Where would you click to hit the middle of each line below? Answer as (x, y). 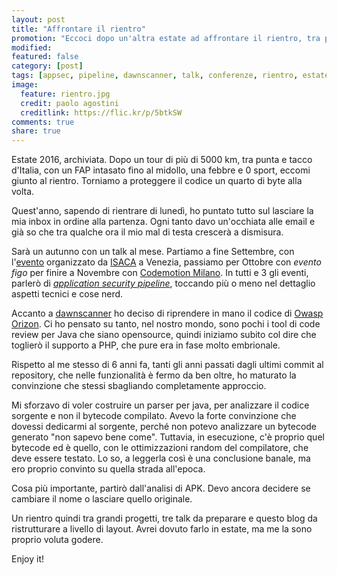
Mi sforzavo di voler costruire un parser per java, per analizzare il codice (160, 405)
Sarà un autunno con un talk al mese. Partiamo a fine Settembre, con (153, 252)
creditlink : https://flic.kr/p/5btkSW (101, 112)
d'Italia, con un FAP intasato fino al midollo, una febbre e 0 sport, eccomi (161, 170)
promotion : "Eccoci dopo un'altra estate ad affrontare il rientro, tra (166, 38)
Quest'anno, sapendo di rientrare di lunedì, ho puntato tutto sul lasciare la (162, 211)
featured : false (45, 57)
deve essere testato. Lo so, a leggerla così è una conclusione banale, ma (161, 458)
